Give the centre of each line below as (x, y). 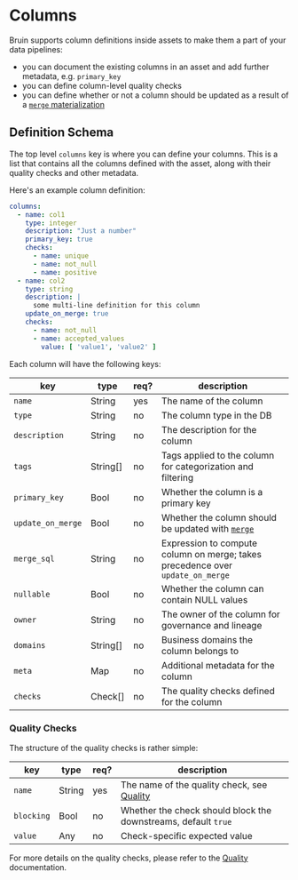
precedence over (197, 565)
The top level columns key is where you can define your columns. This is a (144, 154)
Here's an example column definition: (78, 190)
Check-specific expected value (187, 836)
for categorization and (208, 466)
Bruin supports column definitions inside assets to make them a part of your (148, 40)
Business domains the (207, 639)
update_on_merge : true (67, 314)
